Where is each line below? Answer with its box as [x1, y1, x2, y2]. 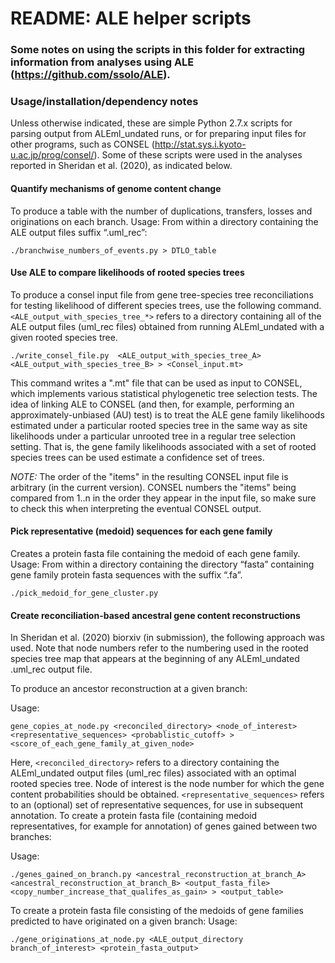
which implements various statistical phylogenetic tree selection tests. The [10, 387, 318, 399]
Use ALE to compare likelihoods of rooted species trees [10, 267, 245, 279]
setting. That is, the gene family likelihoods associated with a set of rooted [10, 440, 317, 452]
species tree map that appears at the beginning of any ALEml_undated [10, 653, 300, 665]
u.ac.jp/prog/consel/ [10, 149, 95, 161]
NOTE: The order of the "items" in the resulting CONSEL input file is [10, 470, 289, 482]
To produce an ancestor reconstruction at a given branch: [10, 683, 248, 695]
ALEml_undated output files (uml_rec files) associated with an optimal [10, 767, 297, 779]
